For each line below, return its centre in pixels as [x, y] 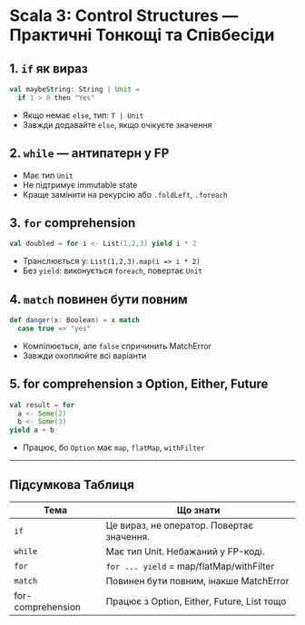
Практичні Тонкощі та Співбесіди [142, 35]
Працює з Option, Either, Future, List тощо [196, 601]
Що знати [198, 510]
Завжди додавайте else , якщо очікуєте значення [117, 124]
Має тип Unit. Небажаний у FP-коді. [185, 552]
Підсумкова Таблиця [72, 485]
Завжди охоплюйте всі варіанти [84, 356]
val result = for [42, 405]
